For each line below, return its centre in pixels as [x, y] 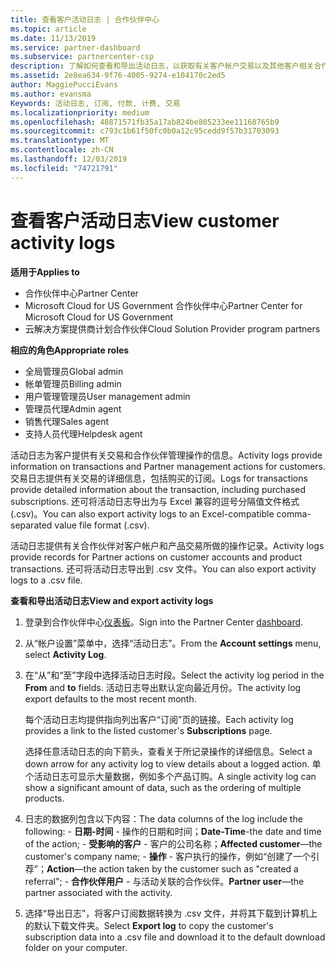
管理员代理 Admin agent [73, 408]
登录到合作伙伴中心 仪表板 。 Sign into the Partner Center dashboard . [164, 622]
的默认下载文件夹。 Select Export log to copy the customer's [149, 925]
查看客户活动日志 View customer [145, 220]
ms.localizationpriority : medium [80, 112]
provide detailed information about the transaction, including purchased [158, 489]
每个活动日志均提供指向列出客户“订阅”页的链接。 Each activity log [159, 719]
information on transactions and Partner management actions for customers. [168, 466]
